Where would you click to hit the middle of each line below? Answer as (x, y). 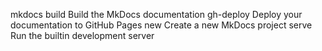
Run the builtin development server (82, 35)
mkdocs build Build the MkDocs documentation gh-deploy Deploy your (156, 14)
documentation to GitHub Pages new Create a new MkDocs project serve (161, 25)
